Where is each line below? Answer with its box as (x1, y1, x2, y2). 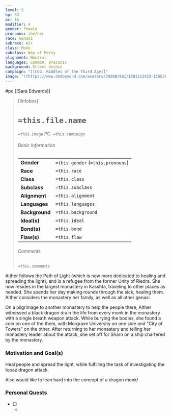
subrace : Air (5, 41, 33, 46)
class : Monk (5, 45, 31, 51)
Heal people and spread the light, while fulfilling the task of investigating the (5, 361, 165, 368)
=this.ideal (55, 218, 85, 224)
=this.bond (55, 226, 82, 232)
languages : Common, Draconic (5, 60, 67, 65)
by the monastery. (5, 337, 43, 343)
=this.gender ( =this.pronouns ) (55, 159, 129, 166)
